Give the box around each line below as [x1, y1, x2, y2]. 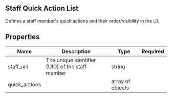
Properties [5, 33, 40, 42]
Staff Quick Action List [5, 4, 79, 13]
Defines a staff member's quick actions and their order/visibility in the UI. [5, 17, 160, 24]
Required [141, 48, 164, 55]
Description [61, 48, 91, 55]
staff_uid [8, 63, 29, 70]
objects [111, 84, 130, 91]
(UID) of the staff [46, 63, 87, 70]
